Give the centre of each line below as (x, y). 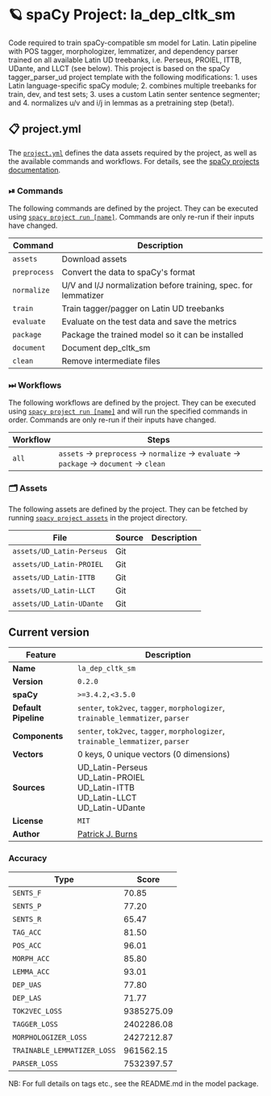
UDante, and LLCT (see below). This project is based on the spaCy (119, 68)
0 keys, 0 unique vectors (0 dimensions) (154, 754)
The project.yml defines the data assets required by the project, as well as (133, 153)
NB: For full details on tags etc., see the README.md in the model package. (133, 1083)
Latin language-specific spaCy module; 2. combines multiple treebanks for (132, 86)
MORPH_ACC (31, 958)
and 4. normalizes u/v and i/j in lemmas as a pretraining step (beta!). (121, 103)
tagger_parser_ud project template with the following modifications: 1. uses (133, 77)
